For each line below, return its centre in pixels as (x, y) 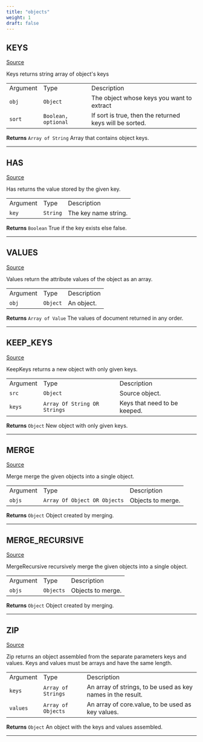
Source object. (140, 393)
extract (101, 105)
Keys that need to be (149, 403)
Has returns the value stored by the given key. (63, 189)
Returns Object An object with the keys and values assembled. (85, 727)
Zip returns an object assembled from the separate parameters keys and (96, 657)
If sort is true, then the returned (136, 116)
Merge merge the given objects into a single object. (70, 477)
